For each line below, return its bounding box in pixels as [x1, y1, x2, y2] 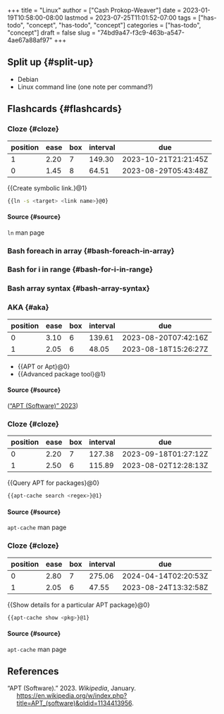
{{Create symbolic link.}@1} [7, 183, 88, 192]
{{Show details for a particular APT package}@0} [7, 601, 150, 609]
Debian [17, 75, 39, 83]
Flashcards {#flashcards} [7, 103, 122, 115]
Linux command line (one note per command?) [17, 82, 154, 91]
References [7, 665, 59, 677]
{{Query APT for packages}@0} [7, 479, 100, 487]
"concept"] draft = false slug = [7, 28, 97, 37]
